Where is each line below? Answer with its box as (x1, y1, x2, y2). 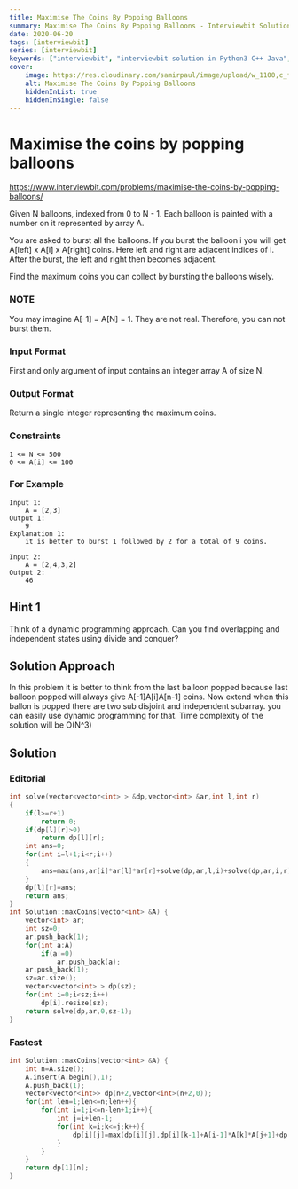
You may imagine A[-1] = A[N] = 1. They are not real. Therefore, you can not (9, 313, 286, 324)
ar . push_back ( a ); (56, 957, 122, 966)
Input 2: (9, 552, 42, 562)
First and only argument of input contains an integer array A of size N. (9, 365, 264, 375)
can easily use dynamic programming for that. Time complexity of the (9, 711, 263, 721)
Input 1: (9, 498, 42, 507)
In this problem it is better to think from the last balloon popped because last (9, 682, 288, 693)
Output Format (9, 387, 74, 399)
